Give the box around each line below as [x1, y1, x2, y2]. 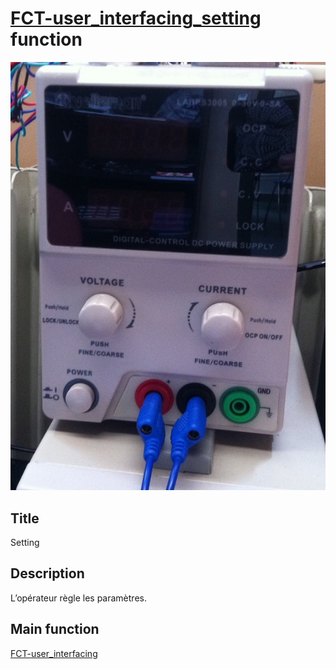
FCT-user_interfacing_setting [10, 7, 262, 30]
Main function [10, 621, 100, 638]
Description [10, 565, 85, 582]
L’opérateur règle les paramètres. [10, 592, 147, 604]
